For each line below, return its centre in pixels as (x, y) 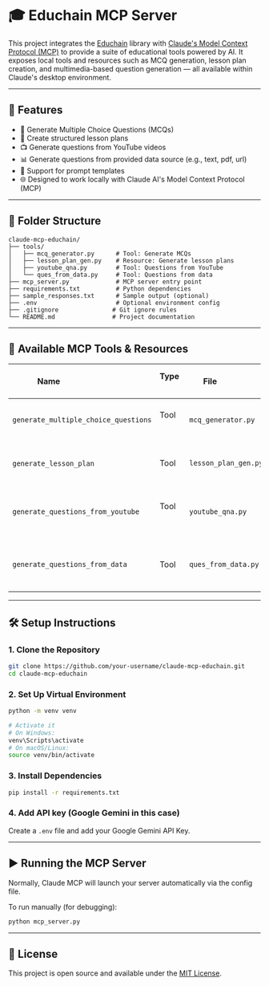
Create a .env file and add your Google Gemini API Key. (99, 830)
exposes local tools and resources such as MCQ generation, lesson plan (127, 60)
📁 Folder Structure (55, 221)
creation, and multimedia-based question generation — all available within (130, 68)
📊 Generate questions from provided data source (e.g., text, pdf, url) (133, 159)
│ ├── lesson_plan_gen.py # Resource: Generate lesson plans (121, 261)
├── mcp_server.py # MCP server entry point (105, 282)
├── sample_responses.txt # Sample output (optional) (109, 295)
